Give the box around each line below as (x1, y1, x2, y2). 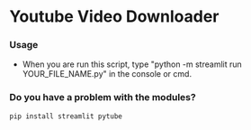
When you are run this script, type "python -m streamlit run (22, 59, 243, 70)
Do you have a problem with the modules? (9, 91, 196, 104)
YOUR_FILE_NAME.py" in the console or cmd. (22, 69, 192, 79)
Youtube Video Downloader (9, 6, 220, 27)
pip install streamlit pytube (9, 111, 123, 121)
